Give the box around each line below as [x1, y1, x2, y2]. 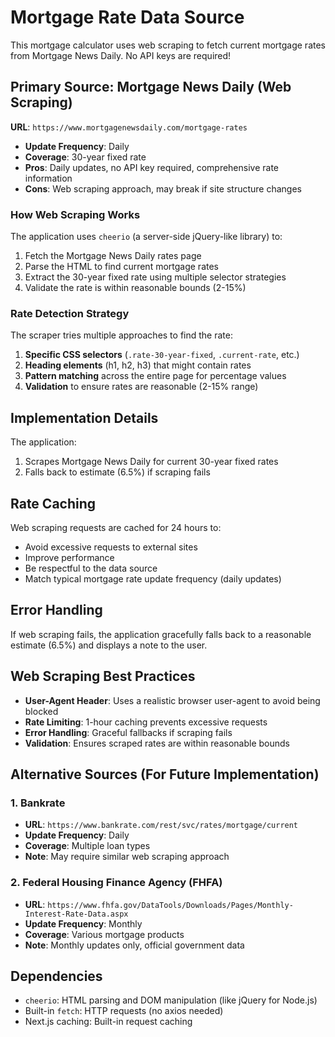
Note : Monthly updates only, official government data [24, 939, 245, 951]
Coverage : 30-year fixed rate [24, 151, 147, 163]
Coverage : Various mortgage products [24, 928, 185, 940]
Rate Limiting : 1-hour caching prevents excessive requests [24, 716, 268, 728]
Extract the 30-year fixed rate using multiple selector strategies [24, 271, 287, 283]
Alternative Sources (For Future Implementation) [10, 766, 320, 783]
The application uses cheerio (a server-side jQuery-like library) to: [10, 231, 283, 243]
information [24, 172, 73, 184]
